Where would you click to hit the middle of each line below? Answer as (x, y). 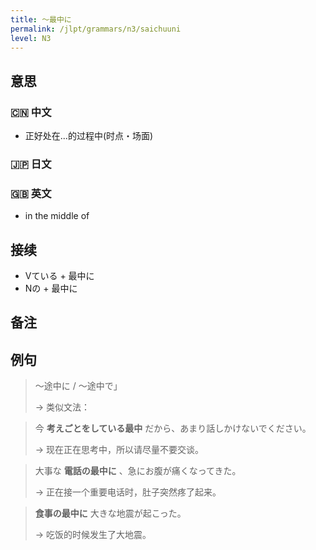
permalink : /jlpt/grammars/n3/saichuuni (96, 29)
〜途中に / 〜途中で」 (78, 386)
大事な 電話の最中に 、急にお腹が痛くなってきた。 (138, 471)
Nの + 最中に (51, 288)
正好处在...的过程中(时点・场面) (89, 136)
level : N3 (31, 38)
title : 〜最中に (41, 19)
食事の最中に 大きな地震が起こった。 (110, 513)
